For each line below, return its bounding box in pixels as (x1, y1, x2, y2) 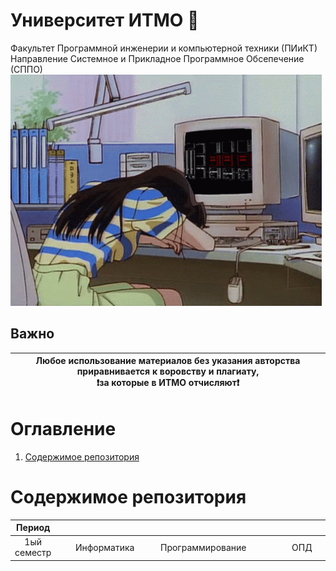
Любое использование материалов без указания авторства (35, 355, 301, 367)
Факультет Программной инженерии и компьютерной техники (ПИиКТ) (10, 42, 318, 54)
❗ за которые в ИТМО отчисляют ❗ (96, 377, 240, 389)
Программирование (159, 541, 247, 553)
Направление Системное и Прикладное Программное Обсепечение (10, 52, 305, 64)
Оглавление (10, 417, 117, 440)
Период (16, 522, 51, 534)
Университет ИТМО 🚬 (10, 9, 200, 32)
